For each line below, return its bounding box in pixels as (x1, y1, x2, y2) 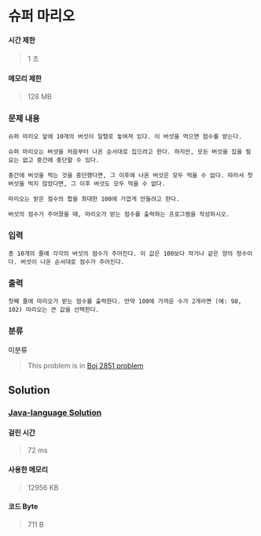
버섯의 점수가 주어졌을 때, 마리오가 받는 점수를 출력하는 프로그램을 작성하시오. (8, 210, 230, 218)
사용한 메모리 (8, 464, 49, 474)
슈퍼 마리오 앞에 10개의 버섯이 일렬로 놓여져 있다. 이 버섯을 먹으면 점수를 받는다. (8, 132, 242, 140)
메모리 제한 (8, 73, 42, 83)
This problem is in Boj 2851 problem (27, 360, 144, 370)
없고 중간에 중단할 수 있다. (22, 156, 100, 164)
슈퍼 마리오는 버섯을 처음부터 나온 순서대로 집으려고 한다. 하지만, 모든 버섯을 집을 (8, 147, 242, 156)
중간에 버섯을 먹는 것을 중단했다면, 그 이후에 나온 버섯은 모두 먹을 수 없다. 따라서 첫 (8, 171, 253, 179)
